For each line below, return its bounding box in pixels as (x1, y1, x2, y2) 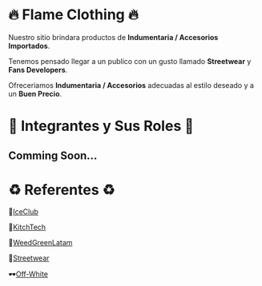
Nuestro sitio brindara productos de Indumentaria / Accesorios (8, 32, 219, 42)
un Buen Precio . (8, 89, 62, 98)
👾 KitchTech (8, 222, 46, 232)
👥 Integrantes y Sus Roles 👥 (8, 117, 195, 135)
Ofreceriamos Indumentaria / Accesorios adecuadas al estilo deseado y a (8, 80, 255, 89)
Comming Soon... (8, 149, 98, 162)
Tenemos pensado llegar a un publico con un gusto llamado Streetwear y (8, 56, 252, 66)
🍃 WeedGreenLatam (8, 238, 73, 248)
